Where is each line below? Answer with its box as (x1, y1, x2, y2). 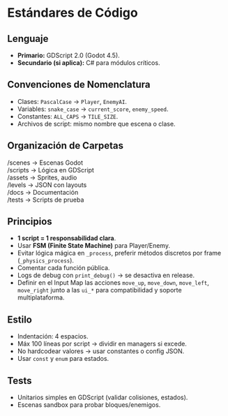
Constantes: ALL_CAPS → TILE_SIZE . (17, 112, 119, 120)
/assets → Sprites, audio (7, 173, 77, 181)
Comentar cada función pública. (17, 264, 110, 272)
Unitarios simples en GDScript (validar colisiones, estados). (17, 393, 188, 402)
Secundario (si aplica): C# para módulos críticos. (17, 59, 160, 67)
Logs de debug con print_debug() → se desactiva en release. (17, 271, 195, 280)
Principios (7, 216, 52, 228)
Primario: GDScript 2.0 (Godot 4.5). (17, 51, 120, 59)
